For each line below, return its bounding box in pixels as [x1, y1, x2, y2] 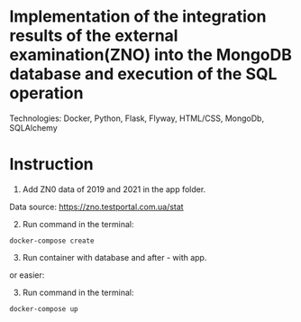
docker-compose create [9, 236, 95, 245]
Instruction [9, 154, 94, 175]
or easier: [9, 269, 45, 281]
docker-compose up [9, 304, 78, 313]
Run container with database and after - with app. [22, 252, 207, 262]
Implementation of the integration [9, 6, 267, 27]
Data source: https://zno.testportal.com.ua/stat [9, 201, 184, 212]
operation [9, 83, 84, 104]
